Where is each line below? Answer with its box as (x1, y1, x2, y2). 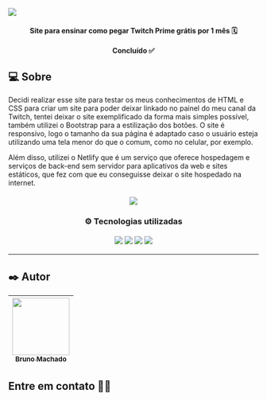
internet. (8, 178, 36, 188)
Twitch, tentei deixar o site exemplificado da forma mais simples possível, (8, 112, 250, 122)
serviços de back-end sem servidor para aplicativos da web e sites (8, 162, 228, 171)
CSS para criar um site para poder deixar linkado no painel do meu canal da (8, 103, 257, 113)
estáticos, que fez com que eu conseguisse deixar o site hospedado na (8, 169, 242, 179)
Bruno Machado (14, 355, 68, 364)
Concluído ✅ (112, 45, 155, 55)
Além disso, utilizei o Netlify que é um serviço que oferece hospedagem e (8, 153, 250, 162)
